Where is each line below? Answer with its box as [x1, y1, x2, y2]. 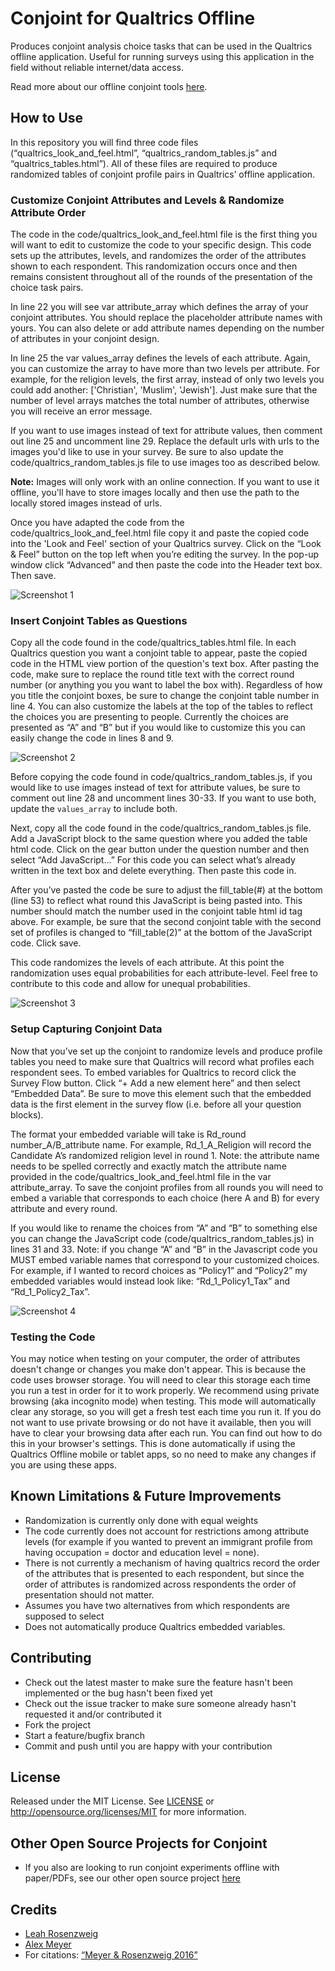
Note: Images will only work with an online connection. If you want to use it [10, 476, 320, 488]
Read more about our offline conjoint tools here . [10, 80, 208, 92]
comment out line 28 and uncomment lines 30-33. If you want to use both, [10, 792, 317, 804]
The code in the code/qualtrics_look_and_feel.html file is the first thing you [10, 228, 318, 241]
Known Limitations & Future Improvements [10, 1488, 282, 1505]
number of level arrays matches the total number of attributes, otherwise [10, 395, 310, 407]
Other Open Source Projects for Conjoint [10, 1835, 268, 1852]
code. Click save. [10, 937, 82, 949]
